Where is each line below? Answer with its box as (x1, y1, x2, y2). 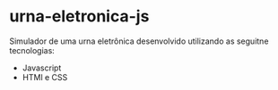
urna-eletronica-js (9, 6, 150, 27)
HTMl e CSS (22, 71, 68, 82)
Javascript (22, 62, 62, 73)
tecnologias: (9, 45, 56, 55)
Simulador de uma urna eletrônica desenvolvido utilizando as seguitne (9, 36, 269, 46)
